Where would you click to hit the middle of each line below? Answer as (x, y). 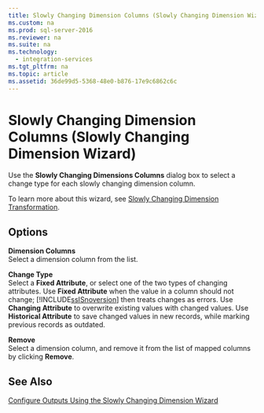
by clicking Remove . (41, 357)
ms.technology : (33, 52)
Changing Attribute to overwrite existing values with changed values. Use (128, 308)
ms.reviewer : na (35, 37)
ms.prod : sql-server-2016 (50, 30)
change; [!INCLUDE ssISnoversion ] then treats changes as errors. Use (121, 300)
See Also (30, 381)
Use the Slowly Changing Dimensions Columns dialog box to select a (122, 175)
